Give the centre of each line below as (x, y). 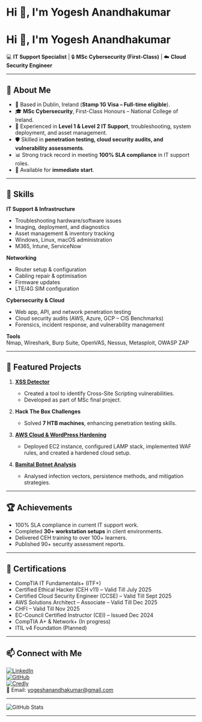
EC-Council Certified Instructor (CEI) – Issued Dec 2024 (84, 615)
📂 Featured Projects (44, 367)
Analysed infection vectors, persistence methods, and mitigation (104, 476)
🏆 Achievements (39, 507)
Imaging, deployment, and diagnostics (62, 227)
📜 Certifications (36, 568)
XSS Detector (32, 382)
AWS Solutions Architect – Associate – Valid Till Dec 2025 (86, 602)
